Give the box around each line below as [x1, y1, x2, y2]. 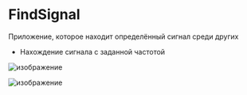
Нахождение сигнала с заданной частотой [19, 47, 166, 56]
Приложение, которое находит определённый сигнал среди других [8, 32, 239, 41]
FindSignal [8, 6, 80, 24]
